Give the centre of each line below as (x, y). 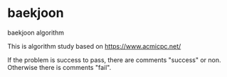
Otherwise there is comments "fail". (59, 67)
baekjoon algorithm (36, 32)
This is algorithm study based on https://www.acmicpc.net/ (94, 46)
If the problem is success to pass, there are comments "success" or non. (114, 60)
